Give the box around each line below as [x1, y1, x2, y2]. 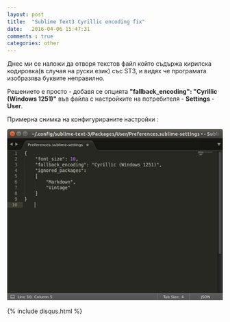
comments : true [7, 33, 53, 40]
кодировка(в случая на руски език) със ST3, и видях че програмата [7, 67, 207, 75]
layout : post [7, 11, 44, 18]
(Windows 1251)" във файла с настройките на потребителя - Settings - [7, 95, 215, 103]
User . [7, 102, 23, 110]
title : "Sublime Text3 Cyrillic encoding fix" [7, 18, 146, 25]
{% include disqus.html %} [7, 307, 83, 315]
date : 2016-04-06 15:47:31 [7, 25, 90, 32]
